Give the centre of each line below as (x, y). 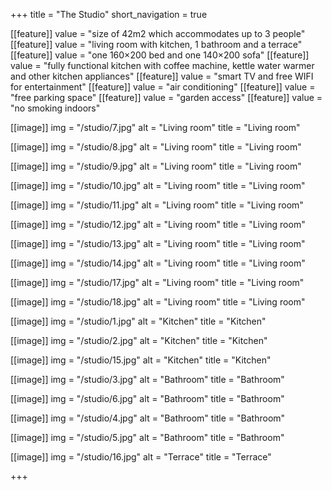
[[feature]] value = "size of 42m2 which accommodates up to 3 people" (158, 33)
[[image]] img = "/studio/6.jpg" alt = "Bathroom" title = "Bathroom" (147, 398)
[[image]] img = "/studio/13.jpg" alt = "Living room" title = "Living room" (158, 243)
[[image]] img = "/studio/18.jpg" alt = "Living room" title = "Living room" (158, 302)
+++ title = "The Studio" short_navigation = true (109, 14)
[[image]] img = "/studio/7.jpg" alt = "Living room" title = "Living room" (155, 127)
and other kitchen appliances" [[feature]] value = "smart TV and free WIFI (162, 76)
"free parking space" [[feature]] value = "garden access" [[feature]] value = (166, 97)
